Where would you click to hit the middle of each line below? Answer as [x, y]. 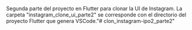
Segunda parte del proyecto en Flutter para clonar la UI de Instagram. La [94, 9]
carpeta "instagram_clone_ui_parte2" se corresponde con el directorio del [96, 15]
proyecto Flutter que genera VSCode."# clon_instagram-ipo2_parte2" [91, 21]
